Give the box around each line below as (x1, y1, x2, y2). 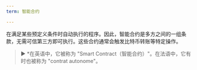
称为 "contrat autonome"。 (36, 57, 101, 64)
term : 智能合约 (6, 8, 40, 15)
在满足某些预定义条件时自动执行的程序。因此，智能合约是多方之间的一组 (6, 30, 181, 37)
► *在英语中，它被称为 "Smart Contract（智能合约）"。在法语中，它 (20, 50, 186, 57)
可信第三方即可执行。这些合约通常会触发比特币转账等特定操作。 (26, 37, 181, 44)
